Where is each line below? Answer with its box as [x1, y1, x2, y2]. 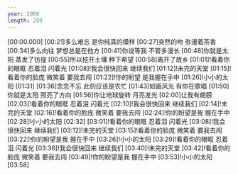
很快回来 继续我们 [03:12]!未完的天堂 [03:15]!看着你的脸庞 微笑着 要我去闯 [7, 125, 222, 135]
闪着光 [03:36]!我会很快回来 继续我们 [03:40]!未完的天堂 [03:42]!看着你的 [15, 143, 231, 152]
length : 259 [7, 17, 43, 24]
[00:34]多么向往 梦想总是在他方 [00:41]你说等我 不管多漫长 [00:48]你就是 [7, 46, 222, 55]
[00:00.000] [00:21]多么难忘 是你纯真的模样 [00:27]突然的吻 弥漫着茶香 [7, 37, 217, 46]
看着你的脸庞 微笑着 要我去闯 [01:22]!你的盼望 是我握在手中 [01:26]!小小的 [7, 72, 222, 81]
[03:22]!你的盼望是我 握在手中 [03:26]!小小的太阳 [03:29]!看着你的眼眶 [7, 135, 215, 143]
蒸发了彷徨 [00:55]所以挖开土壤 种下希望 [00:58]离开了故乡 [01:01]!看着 [15, 55, 224, 64]
